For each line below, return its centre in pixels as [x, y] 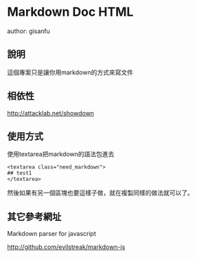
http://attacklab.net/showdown [51, 113]
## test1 [20, 173]
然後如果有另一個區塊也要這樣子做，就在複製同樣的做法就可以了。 [100, 193]
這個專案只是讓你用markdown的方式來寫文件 [70, 72]
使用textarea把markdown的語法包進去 [61, 154]
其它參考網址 [34, 216]
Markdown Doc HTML [70, 12]
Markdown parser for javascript [51, 234]
